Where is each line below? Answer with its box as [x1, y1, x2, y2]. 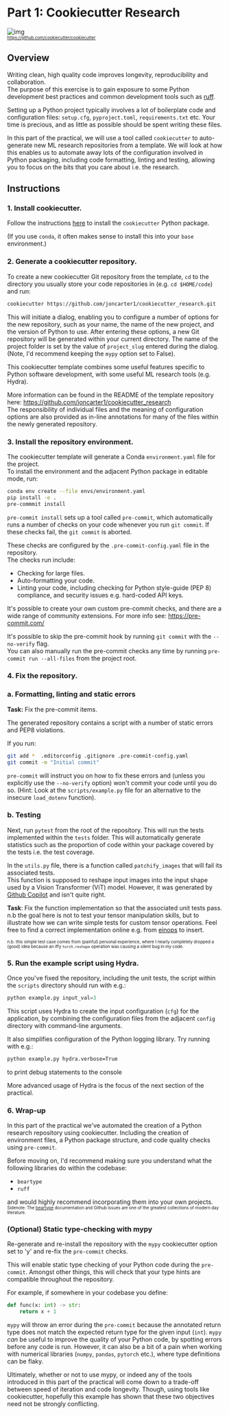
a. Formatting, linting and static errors [7, 690, 136, 699]
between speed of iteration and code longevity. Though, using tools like [7, 1385, 210, 1394]
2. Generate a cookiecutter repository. [7, 256, 137, 266]
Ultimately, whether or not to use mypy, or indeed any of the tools [7, 1370, 193, 1379]
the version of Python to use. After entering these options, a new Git [7, 327, 200, 336]
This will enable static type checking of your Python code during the [7, 1260, 200, 1269]
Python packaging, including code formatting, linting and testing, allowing [7, 155, 215, 164]
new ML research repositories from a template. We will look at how [34, 141, 223, 149]
